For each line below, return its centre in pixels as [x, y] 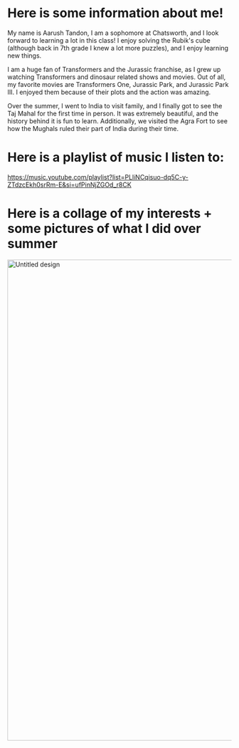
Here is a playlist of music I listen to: [116, 157]
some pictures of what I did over [104, 229]
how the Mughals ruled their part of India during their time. [93, 128]
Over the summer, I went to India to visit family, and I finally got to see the [115, 105]
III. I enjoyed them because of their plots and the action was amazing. [109, 92]
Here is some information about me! [116, 13]
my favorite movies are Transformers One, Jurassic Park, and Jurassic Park [118, 84]
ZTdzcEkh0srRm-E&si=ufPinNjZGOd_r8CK [69, 185]
